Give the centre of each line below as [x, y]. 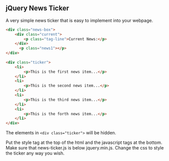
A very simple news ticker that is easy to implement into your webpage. [79, 20]
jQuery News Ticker [37, 8]
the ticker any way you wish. [35, 153]
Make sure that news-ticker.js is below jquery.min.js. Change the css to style [85, 148]
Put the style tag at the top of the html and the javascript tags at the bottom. [84, 142]
